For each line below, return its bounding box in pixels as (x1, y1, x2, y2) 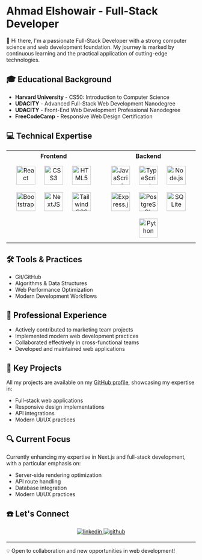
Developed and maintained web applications (14, 345, 125, 353)
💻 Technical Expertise (6, 131, 93, 141)
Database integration (14, 484, 67, 491)
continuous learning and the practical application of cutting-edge (6, 49, 168, 57)
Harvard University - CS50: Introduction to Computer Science (14, 93, 170, 101)
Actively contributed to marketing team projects (14, 326, 133, 333)
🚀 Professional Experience (6, 310, 107, 320)
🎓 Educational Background (6, 74, 112, 85)
